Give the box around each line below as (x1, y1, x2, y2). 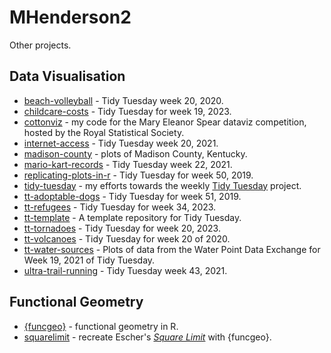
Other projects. (9, 39, 72, 51)
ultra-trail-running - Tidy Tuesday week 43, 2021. (23, 264, 228, 276)
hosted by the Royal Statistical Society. (23, 126, 185, 138)
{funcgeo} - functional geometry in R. (23, 320, 179, 332)
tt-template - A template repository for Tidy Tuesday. (23, 211, 242, 223)
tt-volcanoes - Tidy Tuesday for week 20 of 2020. (23, 232, 231, 245)
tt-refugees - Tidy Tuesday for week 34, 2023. (23, 201, 217, 213)
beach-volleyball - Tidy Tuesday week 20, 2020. (23, 94, 224, 106)
